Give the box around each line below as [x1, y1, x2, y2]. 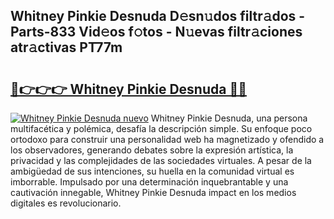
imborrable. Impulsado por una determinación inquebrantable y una [10, 176, 289, 188]
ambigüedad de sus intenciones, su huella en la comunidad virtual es [10, 165, 295, 177]
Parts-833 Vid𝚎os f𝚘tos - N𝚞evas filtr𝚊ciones [10, 24, 303, 41]
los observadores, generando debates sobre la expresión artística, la [10, 144, 294, 156]
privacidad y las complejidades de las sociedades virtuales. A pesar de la [10, 155, 312, 166]
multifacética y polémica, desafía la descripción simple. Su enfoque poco [10, 123, 313, 134]
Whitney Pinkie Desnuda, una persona [150, 112, 308, 124]
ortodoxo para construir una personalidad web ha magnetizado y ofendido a [10, 134, 325, 145]
